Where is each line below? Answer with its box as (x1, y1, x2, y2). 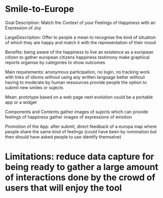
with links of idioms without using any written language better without (5, 74, 145, 80)
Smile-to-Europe (5, 3, 74, 15)
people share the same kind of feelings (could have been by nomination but (5, 128, 157, 134)
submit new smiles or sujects (5, 84, 63, 90)
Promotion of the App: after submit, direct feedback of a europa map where (5, 124, 157, 129)
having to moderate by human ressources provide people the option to (5, 79, 147, 85)
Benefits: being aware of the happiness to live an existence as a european (5, 49, 154, 55)
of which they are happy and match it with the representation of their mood (5, 39, 156, 45)
